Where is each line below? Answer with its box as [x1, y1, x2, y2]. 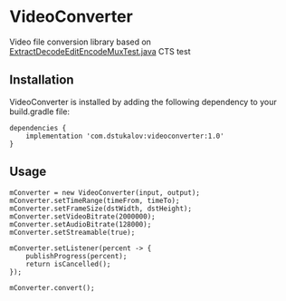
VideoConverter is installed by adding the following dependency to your [9, 96, 278, 107]
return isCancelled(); [25, 259, 111, 268]
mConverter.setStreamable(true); [9, 228, 136, 237]
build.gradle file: [9, 106, 71, 117]
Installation [9, 73, 74, 88]
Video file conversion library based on [9, 36, 152, 47]
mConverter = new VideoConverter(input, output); [9, 188, 201, 197]
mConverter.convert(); [9, 283, 95, 292]
